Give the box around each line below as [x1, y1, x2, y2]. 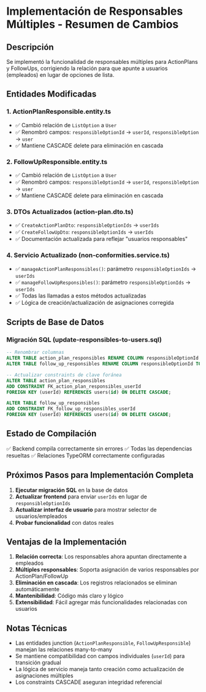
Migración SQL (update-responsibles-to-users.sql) [6, 335, 162, 344]
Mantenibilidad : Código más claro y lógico [15, 592, 124, 600]
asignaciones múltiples [15, 672, 74, 680]
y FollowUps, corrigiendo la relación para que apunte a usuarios [6, 65, 168, 72]
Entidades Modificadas [6, 89, 97, 100]
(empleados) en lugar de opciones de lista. [6, 71, 115, 78]
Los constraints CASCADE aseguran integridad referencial [15, 678, 162, 686]
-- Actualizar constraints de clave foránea [6, 372, 122, 378]
